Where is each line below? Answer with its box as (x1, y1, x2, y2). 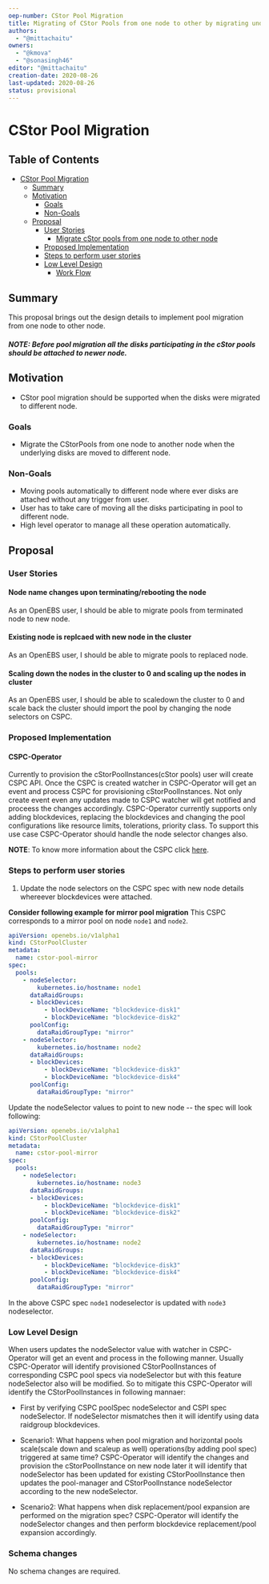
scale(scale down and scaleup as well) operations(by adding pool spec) (19, 1444, 258, 1454)
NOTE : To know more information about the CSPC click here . (8, 845, 210, 855)
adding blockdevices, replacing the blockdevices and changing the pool (8, 812, 246, 822)
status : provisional (8, 86, 78, 95)
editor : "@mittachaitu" (8, 64, 88, 72)
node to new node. (8, 613, 70, 623)
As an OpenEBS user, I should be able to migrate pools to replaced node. (8, 649, 248, 659)
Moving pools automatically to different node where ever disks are (19, 487, 239, 496)
